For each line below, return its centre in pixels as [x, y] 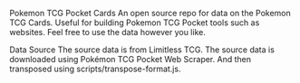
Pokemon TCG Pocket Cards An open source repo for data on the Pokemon [150, 13]
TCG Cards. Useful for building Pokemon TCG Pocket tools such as [135, 23]
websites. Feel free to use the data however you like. [107, 32]
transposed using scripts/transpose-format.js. [95, 69]
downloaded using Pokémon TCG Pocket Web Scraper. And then [131, 59]
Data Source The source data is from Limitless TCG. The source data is [142, 50]
